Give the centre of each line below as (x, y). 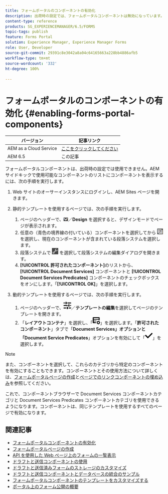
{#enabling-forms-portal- (80, 113)
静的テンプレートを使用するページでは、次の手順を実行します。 (78, 208)
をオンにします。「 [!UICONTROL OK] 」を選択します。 (75, 284)
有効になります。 (31, 412)
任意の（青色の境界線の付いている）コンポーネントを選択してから (88, 232)
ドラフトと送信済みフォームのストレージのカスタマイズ (69, 468)
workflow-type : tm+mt (28, 58)
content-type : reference (31, 21)
